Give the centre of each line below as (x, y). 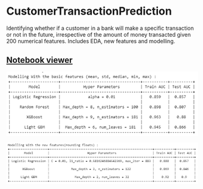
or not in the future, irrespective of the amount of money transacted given (99, 34)
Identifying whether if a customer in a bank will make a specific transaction (100, 28)
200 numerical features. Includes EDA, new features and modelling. (91, 41)
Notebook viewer (40, 60)
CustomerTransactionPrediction (89, 11)
